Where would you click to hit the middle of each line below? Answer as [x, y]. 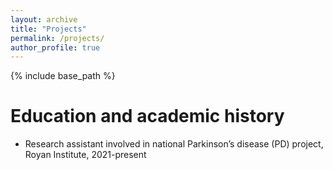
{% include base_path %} [63, 76]
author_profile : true [55, 47]
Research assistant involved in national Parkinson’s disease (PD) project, [174, 144]
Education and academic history [147, 116]
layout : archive [44, 19]
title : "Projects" [48, 29]
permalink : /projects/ [57, 38]
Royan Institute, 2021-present [85, 155]
